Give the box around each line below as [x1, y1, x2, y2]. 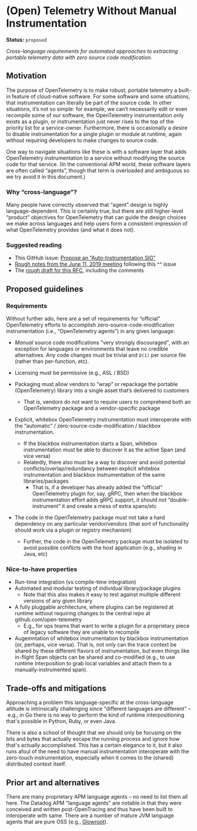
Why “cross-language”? [6, 187, 78, 196]
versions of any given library [23, 597, 93, 605]
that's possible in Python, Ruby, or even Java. [6, 718, 116, 725]
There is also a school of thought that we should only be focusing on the [6, 729, 182, 736]
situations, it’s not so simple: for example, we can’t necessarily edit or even [6, 105, 188, 113]
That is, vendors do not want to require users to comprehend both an [23, 398, 191, 405]
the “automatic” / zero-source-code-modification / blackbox [14, 423, 161, 430]
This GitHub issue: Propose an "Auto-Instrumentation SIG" [14, 255, 156, 262]
